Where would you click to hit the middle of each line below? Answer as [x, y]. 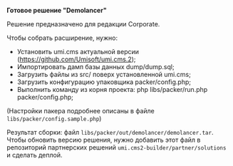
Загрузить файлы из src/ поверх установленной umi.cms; [104, 74]
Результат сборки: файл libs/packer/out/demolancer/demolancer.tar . [110, 132]
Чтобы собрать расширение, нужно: [62, 38]
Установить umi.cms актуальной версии [78, 52]
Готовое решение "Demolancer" [57, 10]
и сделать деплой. [35, 155]
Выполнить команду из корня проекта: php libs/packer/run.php [112, 89]
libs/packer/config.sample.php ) [54, 118]
